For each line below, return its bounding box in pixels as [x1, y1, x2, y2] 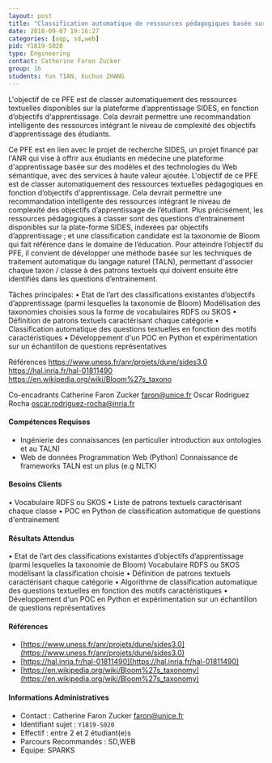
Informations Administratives [8, 692, 109, 702]
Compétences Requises [8, 417, 91, 427]
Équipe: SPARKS [19, 745, 75, 755]
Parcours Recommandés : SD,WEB [19, 736, 136, 746]
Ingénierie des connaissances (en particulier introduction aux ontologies [19, 435, 261, 444]
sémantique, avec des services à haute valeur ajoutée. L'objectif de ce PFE [8, 170, 258, 180]
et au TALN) [19, 444, 61, 453]
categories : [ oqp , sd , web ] [8, 34, 100, 43]
